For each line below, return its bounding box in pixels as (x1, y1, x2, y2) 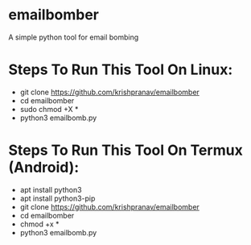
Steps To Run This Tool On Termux (8, 141, 243, 160)
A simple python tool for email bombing (8, 32, 139, 42)
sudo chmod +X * (19, 104, 79, 114)
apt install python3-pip (19, 193, 96, 203)
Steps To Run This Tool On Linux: (8, 60, 233, 79)
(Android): (8, 159, 80, 176)
